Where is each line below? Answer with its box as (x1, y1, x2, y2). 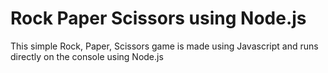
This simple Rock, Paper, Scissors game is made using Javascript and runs (10, 40, 319, 52)
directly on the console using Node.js (10, 50, 164, 62)
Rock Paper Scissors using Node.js (10, 7, 307, 30)
